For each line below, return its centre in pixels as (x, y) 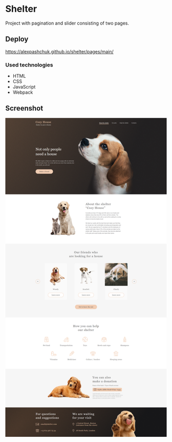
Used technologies (29, 65)
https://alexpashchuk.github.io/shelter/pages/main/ (59, 51)
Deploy (17, 39)
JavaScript (24, 87)
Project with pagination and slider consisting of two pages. (67, 23)
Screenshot (24, 108)
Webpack (23, 92)
